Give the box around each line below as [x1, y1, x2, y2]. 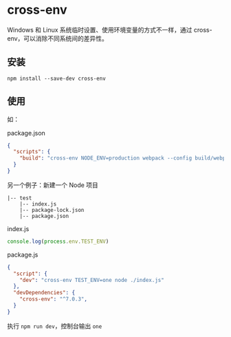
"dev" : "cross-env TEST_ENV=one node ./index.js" [19, 276, 165, 283]
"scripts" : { [13, 149, 51, 155]
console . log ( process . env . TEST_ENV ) [7, 238, 109, 245]
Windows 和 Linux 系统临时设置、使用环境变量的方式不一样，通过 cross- [7, 25, 212, 34]
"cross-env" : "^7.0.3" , [19, 296, 88, 303]
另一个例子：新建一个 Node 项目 [7, 181, 98, 189]
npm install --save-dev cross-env [7, 75, 107, 82]
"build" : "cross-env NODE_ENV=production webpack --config [19, 155, 192, 162]
